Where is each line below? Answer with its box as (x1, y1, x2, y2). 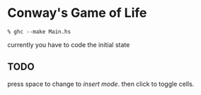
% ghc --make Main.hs (7, 28, 71, 35)
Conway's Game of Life (7, 5, 147, 21)
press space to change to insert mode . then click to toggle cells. (7, 80, 195, 88)
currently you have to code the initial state (7, 40, 130, 49)
